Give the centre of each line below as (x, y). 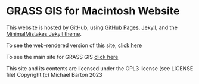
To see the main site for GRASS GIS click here (62, 57)
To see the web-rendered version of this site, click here (74, 45)
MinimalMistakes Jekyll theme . (44, 33)
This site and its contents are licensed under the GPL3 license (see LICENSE (100, 68)
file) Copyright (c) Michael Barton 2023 (54, 74)
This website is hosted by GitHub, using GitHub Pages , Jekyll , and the (92, 27)
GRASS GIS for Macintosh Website (93, 11)
